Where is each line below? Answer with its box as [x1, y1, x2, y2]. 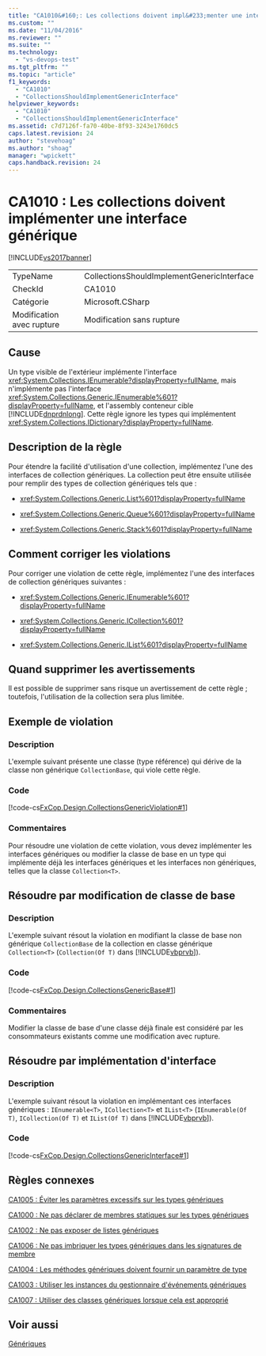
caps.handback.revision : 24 [8, 159, 101, 167]
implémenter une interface [8, 210, 188, 228]
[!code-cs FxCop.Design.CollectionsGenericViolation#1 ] [8, 803, 188, 813]
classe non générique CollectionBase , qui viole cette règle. [8, 765, 201, 775]
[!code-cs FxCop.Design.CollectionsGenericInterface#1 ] [8, 1150, 189, 1160]
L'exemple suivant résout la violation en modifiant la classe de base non [8, 931, 242, 940]
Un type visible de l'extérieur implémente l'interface [8, 367, 177, 376]
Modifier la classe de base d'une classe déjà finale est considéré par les [8, 1023, 244, 1032]
